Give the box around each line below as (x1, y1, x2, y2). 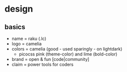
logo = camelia (11, 41, 42, 47)
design (4, 3, 33, 15)
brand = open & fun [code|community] (11, 56, 89, 62)
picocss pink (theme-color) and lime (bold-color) (19, 51, 118, 57)
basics (4, 23, 25, 31)
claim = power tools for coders (11, 62, 74, 67)
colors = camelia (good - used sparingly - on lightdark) (11, 46, 123, 52)
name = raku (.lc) (11, 36, 47, 41)
